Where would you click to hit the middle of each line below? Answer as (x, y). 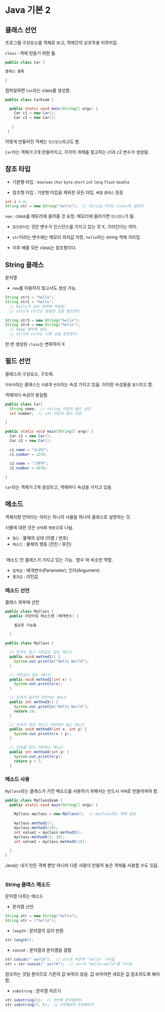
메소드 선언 (17, 590)
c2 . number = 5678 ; (29, 468)
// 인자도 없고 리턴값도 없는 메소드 (41, 652)
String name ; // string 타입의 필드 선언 (50, 409)
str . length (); (20, 940)
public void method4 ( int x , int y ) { (48, 729)
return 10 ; (25, 711)
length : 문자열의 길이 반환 (38, 931)
